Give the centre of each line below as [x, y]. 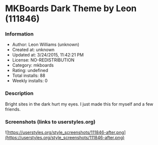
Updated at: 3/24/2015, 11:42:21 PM [48, 55]
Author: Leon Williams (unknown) [46, 45]
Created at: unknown [33, 50]
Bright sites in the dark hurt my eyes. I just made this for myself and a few [79, 104]
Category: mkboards [33, 65]
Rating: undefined [30, 71]
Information [19, 34]
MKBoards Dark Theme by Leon [71, 9]
